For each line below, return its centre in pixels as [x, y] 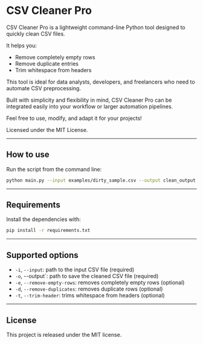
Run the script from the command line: [54, 169]
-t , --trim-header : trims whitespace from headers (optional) [90, 296]
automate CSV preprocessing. [44, 88]
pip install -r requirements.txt [48, 231]
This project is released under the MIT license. [64, 334]
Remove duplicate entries [47, 64]
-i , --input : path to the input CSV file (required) [75, 270]
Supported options [42, 255]
